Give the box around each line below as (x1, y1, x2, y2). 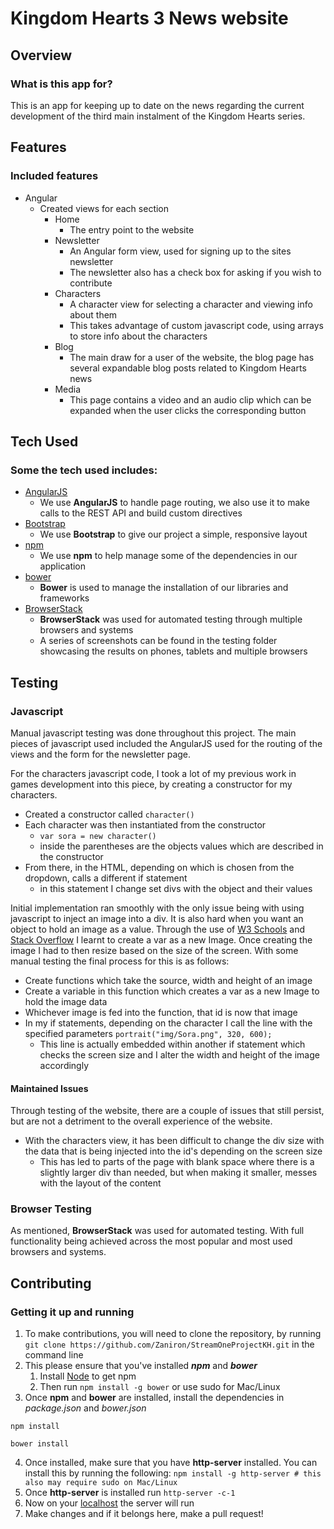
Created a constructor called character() (24, 808, 195, 820)
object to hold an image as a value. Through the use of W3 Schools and (10, 923, 306, 935)
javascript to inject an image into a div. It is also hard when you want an (10, 912, 304, 924)
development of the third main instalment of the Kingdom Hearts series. (10, 110, 306, 122)
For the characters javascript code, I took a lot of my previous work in (10, 767, 297, 779)
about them (69, 308, 118, 321)
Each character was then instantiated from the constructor (24, 818, 267, 831)
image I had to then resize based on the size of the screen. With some (10, 944, 299, 956)
